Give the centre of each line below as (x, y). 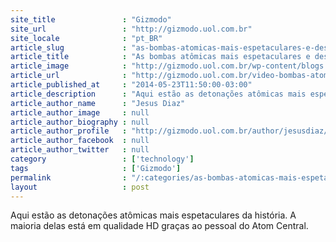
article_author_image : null (80, 112)
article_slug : (69, 47)
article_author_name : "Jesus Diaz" (98, 103)
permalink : (69, 177)
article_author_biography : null (80, 122)
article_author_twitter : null (80, 150)
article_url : (69, 76)
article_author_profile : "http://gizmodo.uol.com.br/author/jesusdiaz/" (171, 131)
